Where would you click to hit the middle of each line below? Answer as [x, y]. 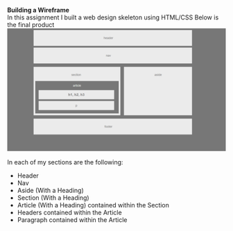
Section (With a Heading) [53, 198]
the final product [31, 25]
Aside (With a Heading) [51, 190]
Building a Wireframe [38, 10]
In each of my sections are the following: [65, 162]
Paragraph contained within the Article [72, 220]
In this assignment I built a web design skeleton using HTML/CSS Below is [113, 17]
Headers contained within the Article [70, 212]
